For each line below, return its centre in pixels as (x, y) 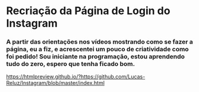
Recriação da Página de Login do (88, 11)
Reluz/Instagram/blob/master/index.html (56, 83)
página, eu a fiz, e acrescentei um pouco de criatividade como (97, 50)
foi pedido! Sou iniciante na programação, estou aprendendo (96, 57)
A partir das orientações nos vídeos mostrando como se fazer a (99, 42)
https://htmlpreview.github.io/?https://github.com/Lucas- (76, 77)
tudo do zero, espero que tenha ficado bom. (71, 64)
